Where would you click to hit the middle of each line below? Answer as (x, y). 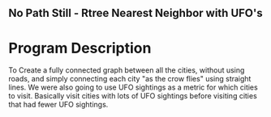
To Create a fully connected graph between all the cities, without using (127, 70)
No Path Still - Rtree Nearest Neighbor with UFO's (135, 13)
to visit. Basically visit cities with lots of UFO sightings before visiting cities (133, 96)
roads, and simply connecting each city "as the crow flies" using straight (130, 79)
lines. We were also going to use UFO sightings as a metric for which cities (133, 87)
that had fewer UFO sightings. (58, 105)
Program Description (80, 48)
